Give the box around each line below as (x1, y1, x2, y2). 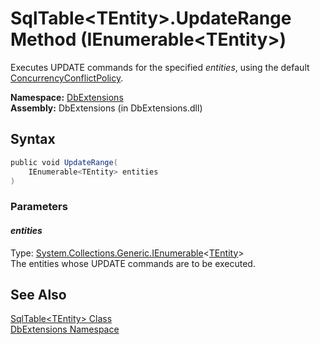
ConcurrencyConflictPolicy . (10, 72, 124, 84)
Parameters (10, 200, 68, 214)
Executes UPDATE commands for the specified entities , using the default (10, 61, 310, 73)
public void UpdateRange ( (10, 157, 118, 167)
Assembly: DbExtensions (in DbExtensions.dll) (10, 102, 203, 114)
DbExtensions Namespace (10, 323, 120, 336)
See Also (10, 286, 67, 303)
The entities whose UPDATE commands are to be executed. (10, 257, 256, 269)
